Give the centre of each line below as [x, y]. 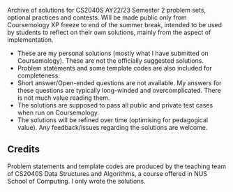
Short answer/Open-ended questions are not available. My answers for [119, 83]
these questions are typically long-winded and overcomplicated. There [119, 90]
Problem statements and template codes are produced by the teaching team [117, 166]
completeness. [39, 75]
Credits [24, 149]
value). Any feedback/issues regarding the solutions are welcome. [112, 127]
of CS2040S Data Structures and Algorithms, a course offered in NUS [107, 173]
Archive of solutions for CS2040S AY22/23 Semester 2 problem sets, [107, 10]
